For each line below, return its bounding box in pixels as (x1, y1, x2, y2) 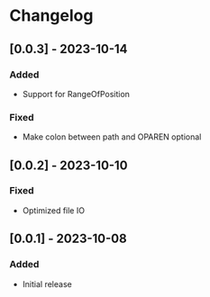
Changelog (9, 5, 94, 26)
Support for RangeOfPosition (22, 88, 131, 99)
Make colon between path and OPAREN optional (22, 131, 202, 142)
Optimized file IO (22, 204, 86, 216)
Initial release (22, 278, 72, 289)
